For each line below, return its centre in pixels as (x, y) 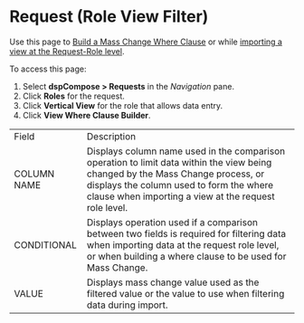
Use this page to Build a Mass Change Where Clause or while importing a (146, 42)
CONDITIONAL (45, 244)
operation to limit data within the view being (179, 162)
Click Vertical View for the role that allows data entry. (123, 105)
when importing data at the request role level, (183, 244)
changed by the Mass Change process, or (176, 174)
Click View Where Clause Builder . (86, 115)
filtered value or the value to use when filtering (185, 293)
